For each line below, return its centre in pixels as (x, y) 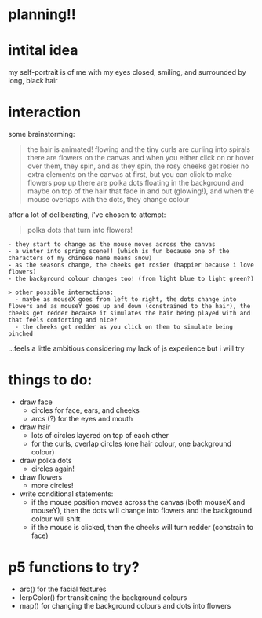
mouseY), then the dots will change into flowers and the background (142, 510)
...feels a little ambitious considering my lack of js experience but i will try (126, 348)
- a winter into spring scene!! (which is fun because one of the (119, 252)
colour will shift (56, 519)
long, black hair (33, 81)
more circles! (52, 486)
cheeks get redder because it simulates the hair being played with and (129, 313)
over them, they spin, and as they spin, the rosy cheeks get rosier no (138, 166)
